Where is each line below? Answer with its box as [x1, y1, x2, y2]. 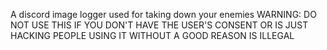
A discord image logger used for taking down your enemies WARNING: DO [10, 9, 317, 20]
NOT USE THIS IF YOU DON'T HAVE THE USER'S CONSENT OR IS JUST [10, 19, 309, 31]
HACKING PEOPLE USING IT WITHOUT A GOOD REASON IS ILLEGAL [10, 30, 295, 41]
